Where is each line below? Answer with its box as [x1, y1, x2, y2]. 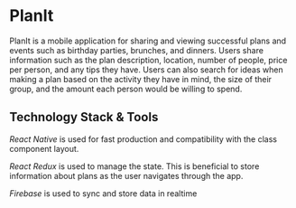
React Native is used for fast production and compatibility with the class [9, 133, 278, 145]
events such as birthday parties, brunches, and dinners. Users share [9, 44, 264, 55]
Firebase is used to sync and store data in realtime [9, 187, 198, 199]
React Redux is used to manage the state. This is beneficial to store [9, 160, 260, 172]
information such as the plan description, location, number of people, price [9, 54, 288, 65]
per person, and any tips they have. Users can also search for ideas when [9, 64, 283, 75]
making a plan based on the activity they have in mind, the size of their [9, 73, 273, 84]
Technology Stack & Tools [9, 109, 159, 125]
